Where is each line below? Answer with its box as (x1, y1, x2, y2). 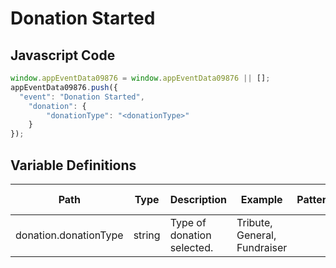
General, (236, 228, 277, 242)
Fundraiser (236, 240, 288, 254)
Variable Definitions (10, 157, 137, 174)
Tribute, (236, 215, 273, 229)
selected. (169, 240, 214, 254)
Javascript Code (10, 47, 116, 64)
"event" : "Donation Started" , (19, 92, 145, 102)
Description (169, 192, 228, 206)
